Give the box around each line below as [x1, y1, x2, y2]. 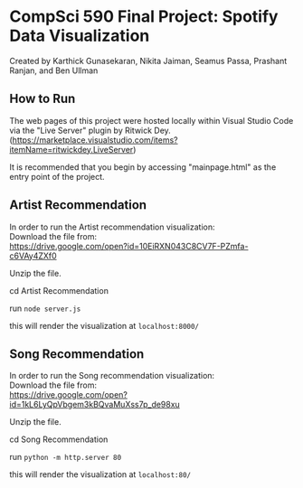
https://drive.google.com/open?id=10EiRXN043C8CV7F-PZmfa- [9, 240, 249, 251]
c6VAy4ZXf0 [9, 250, 57, 261]
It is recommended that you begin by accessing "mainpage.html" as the [9, 161, 277, 173]
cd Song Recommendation [9, 434, 109, 445]
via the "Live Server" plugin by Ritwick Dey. [9, 125, 172, 136]
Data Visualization [9, 25, 150, 46]
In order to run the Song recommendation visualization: [9, 371, 215, 381]
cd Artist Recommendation [9, 285, 109, 296]
